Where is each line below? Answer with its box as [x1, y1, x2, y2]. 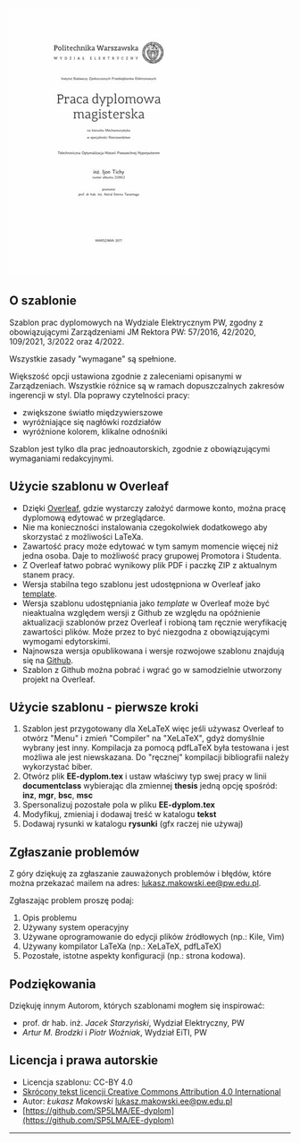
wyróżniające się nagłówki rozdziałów [21, 416, 162, 427]
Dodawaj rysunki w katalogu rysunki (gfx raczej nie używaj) [21, 818, 244, 830]
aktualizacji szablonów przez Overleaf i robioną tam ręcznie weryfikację [21, 617, 287, 627]
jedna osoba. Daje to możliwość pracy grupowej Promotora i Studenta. [21, 550, 282, 561]
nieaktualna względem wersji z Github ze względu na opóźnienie [21, 607, 261, 618]
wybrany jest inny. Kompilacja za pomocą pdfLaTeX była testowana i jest [21, 742, 289, 754]
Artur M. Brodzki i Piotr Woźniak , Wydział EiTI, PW [21, 1028, 208, 1038]
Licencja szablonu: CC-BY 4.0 [21, 1077, 134, 1088]
